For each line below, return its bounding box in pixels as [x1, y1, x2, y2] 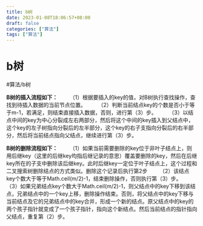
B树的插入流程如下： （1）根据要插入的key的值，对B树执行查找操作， [6, 94, 191, 101]
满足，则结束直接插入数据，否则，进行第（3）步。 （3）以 [31, 109, 188, 116]
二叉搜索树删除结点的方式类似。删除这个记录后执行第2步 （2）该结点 [6, 168, 190, 175]
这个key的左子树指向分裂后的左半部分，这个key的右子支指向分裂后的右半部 [6, 124, 194, 131]
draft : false [6, 20, 39, 26]
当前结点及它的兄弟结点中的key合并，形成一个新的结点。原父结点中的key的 [6, 198, 194, 205]
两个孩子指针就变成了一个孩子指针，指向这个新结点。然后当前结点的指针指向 [6, 205, 198, 213]
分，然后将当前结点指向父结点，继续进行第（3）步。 [6, 132, 138, 139]
